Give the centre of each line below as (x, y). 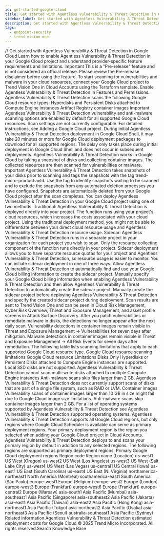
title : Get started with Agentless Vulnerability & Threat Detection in (81, 14)
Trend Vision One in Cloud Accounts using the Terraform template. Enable (79, 87)
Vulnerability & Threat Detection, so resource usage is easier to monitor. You (82, 258)
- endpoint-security (30, 32)
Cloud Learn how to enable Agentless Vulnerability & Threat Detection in (78, 56)
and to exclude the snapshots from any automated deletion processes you (80, 186)
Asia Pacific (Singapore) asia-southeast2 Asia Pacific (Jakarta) (91, 497)
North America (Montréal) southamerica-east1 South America (89, 476)
